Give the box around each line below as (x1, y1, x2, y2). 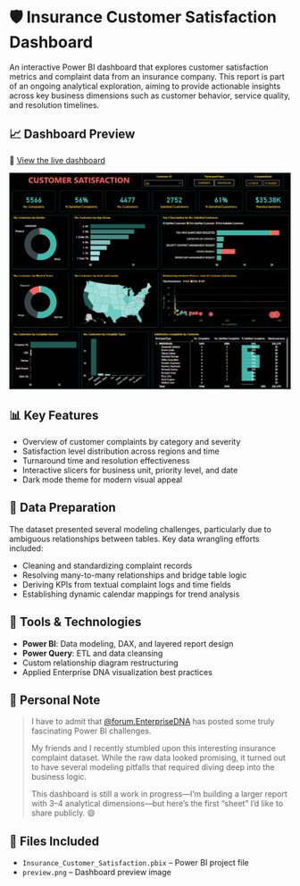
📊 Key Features (9, 408, 99, 423)
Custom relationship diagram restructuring (21, 657, 179, 668)
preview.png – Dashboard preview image (21, 867, 171, 878)
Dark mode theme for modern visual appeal (21, 474, 183, 485)
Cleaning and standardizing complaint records (21, 560, 193, 571)
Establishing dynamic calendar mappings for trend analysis (21, 589, 240, 599)
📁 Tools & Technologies (9, 614, 142, 630)
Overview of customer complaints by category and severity (21, 436, 241, 447)
